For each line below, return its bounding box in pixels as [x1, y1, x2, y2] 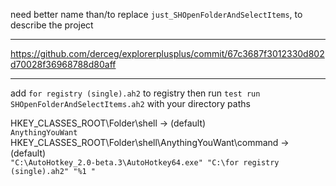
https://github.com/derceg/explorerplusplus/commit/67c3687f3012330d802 [10, 48, 325, 59]
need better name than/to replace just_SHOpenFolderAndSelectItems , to [10, 9, 303, 20]
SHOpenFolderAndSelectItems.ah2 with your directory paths [10, 98, 251, 109]
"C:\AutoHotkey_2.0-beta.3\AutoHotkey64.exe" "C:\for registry [10, 158, 280, 168]
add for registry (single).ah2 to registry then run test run [10, 87, 261, 99]
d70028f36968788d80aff [10, 59, 117, 70]
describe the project [10, 19, 94, 31]
